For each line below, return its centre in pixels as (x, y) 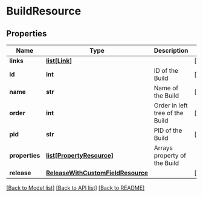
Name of (166, 88)
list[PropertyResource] (80, 155)
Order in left (171, 105)
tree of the (169, 113)
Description (171, 51)
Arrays (163, 148)
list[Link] (59, 61)
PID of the (168, 130)
